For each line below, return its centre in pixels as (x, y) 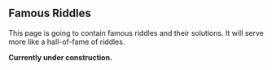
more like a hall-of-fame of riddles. (67, 42)
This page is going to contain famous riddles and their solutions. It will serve (136, 33)
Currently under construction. (60, 57)
